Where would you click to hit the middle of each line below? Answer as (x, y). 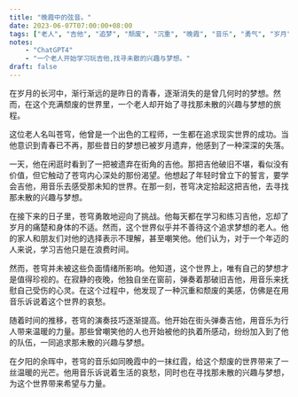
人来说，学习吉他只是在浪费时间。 (71, 249)
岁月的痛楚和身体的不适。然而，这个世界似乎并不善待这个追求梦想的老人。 (145, 227)
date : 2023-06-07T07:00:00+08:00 (71, 26)
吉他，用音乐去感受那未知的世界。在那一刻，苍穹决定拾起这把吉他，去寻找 (153, 186)
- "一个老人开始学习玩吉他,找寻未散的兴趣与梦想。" (108, 58)
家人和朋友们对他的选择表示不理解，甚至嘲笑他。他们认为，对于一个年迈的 (153, 238)
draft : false (33, 67)
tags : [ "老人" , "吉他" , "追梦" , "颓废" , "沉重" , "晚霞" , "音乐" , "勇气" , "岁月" (150, 34)
